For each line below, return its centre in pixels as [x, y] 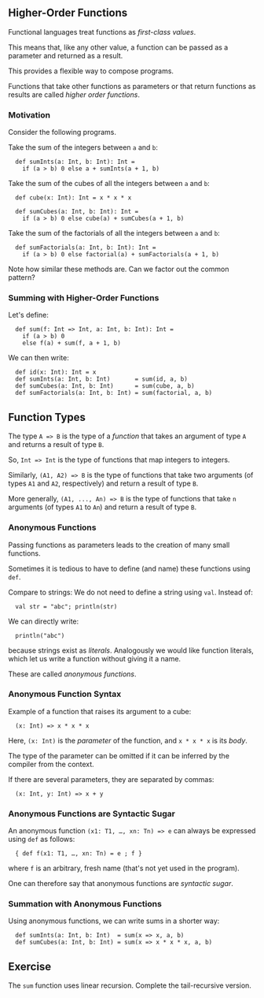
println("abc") [40, 635]
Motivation [29, 115]
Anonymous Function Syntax [65, 695]
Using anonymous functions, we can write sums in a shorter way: [114, 921]
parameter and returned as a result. [66, 55]
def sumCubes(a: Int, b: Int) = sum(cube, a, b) [105, 386]
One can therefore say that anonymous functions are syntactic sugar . [121, 884]
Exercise [30, 966]
